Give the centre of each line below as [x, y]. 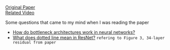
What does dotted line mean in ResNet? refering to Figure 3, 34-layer [89, 38]
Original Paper [20, 7]
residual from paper [34, 42]
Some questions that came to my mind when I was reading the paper [77, 22]
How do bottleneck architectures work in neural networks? [74, 32]
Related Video [20, 13]
